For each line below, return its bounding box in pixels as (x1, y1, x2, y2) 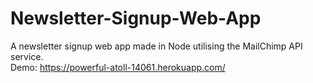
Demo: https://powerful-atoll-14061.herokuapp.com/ (10, 61, 226, 73)
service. (10, 50, 44, 62)
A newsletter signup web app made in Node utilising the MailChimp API (10, 40, 303, 52)
